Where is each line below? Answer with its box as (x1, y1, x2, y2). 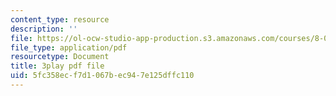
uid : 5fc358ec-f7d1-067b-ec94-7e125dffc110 (10, 71, 195, 81)
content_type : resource (10, 14, 110, 25)
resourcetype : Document (10, 52, 110, 62)
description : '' (10, 24, 78, 34)
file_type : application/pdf (10, 42, 128, 53)
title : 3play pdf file (10, 61, 105, 71)
